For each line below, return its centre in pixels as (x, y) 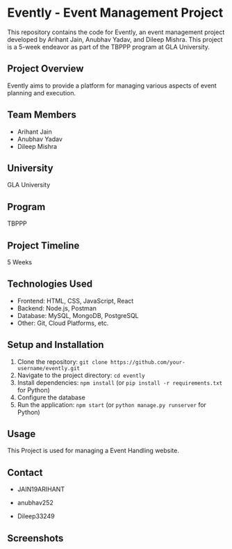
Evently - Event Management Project (115, 13)
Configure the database (51, 397)
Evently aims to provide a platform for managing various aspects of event (112, 86)
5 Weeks (20, 262)
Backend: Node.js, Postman (57, 308)
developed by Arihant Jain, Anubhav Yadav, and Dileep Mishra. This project (115, 39)
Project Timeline (43, 245)
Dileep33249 (36, 516)
